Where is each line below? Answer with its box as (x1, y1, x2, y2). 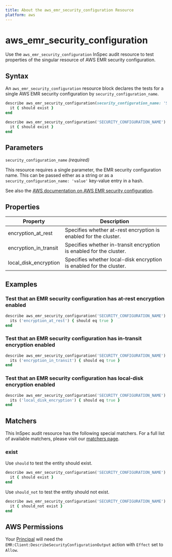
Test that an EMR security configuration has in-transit (5, 335, 142, 342)
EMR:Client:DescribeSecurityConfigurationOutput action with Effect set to (5, 542, 164, 548)
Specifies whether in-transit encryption (64, 241, 160, 248)
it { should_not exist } (10, 504, 63, 509)
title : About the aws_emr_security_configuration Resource (5, 7, 134, 13)
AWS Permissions (5, 523, 63, 531)
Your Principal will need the (5, 536, 63, 542)
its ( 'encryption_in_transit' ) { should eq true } (10, 358, 120, 363)
